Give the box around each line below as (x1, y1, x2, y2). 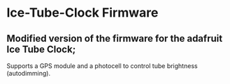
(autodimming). (6, 69, 50, 77)
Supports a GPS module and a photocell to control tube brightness (6, 62, 198, 70)
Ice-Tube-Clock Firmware (6, 5, 159, 21)
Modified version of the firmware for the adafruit (6, 33, 223, 44)
